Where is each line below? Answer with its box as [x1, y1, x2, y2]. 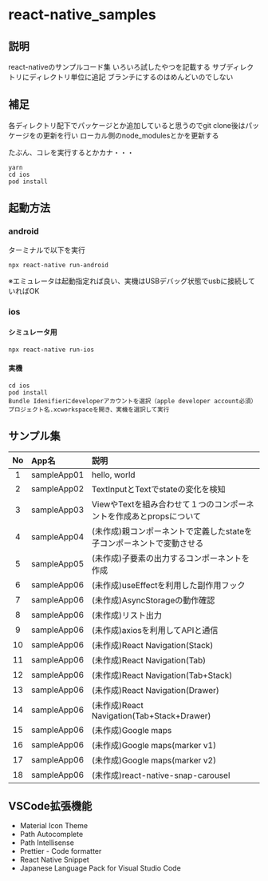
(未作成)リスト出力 [91, 610, 162, 621]
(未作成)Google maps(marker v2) [91, 755, 217, 766]
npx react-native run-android [8, 261, 109, 269]
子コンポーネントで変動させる [91, 538, 204, 549]
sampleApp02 [31, 483, 85, 494]
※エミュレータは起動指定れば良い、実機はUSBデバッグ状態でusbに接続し [8, 276, 249, 286]
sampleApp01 [31, 469, 85, 480]
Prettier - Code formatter [19, 847, 102, 856]
